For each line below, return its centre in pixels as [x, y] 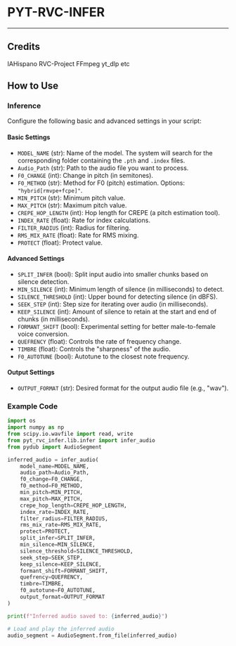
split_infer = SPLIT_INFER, [58, 538]
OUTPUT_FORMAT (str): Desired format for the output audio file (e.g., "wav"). [123, 388]
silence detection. [43, 281]
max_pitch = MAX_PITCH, [51, 499]
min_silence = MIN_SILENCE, [58, 545]
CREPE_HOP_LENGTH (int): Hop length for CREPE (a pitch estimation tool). [119, 212]
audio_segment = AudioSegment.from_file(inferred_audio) [92, 635]
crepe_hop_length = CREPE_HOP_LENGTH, [74, 505]
